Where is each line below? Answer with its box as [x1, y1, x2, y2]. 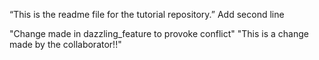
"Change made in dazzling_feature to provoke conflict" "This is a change [9, 28, 309, 39]
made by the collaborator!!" [9, 39, 122, 50]
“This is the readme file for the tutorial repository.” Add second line [9, 9, 285, 20]
